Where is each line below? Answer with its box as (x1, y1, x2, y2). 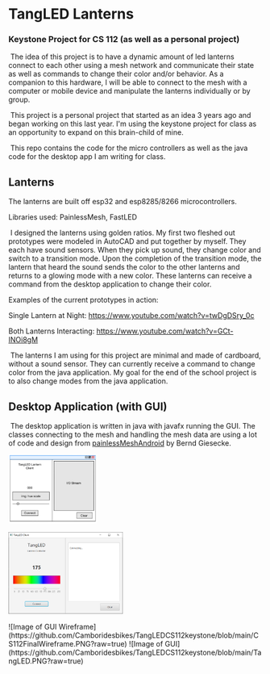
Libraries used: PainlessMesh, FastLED (8, 212, 138, 222)
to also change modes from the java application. (8, 376, 168, 386)
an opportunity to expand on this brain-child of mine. (8, 128, 184, 137)
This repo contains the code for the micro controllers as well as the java (10, 143, 248, 153)
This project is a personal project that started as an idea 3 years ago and (10, 111, 251, 120)
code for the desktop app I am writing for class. (8, 152, 166, 161)
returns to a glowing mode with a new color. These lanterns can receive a (8, 271, 252, 281)
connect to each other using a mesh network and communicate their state (8, 61, 255, 70)
